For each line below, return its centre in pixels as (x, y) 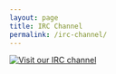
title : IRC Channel (46, 26)
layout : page (34, 18)
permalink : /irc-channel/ (58, 34)
